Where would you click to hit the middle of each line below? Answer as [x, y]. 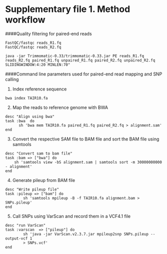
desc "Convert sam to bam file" [39, 153]
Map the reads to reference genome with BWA [60, 107]
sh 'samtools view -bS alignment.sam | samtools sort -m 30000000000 [88, 162]
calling [12, 79]
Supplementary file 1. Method [68, 9]
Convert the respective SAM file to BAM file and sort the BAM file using [86, 139]
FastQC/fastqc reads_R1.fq [33, 43]
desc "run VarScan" [25, 225]
